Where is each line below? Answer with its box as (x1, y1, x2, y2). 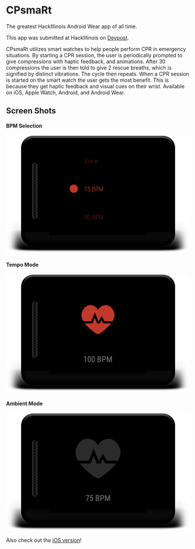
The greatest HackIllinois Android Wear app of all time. (6, 23, 137, 30)
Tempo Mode (6, 261, 39, 268)
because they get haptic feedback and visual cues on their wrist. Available (6, 82, 185, 89)
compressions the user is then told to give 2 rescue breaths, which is (6, 64, 172, 71)
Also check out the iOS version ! (6, 537, 82, 544)
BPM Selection (6, 122, 43, 129)
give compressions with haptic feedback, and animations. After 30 (6, 58, 166, 65)
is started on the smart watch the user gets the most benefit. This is (6, 77, 169, 84)
